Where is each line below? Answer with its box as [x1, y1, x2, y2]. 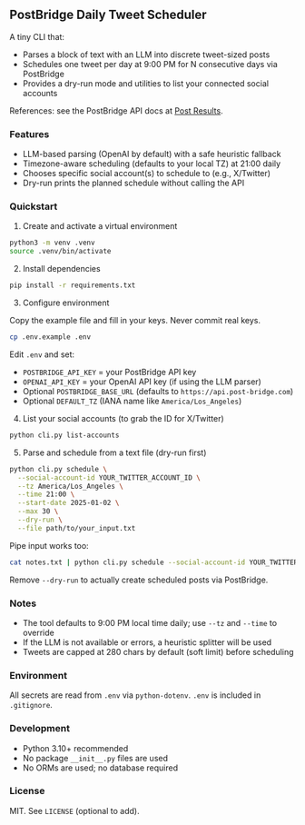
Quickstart [9, 200, 58, 213]
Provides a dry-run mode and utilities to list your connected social [22, 77, 270, 89]
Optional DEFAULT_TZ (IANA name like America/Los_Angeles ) [22, 395, 242, 406]
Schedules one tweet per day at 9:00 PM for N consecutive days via [22, 58, 279, 69]
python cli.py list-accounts [9, 431, 120, 440]
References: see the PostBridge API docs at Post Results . [9, 104, 224, 116]
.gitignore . [9, 700, 53, 711]
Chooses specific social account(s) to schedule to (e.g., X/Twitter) [22, 168, 271, 179]
